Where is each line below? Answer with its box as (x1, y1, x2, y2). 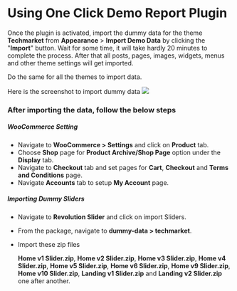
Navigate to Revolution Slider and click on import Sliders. (17, 212, 186, 221)
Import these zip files (17, 240, 80, 248)
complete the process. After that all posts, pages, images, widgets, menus (7, 51, 225, 60)
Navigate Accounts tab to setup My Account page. (17, 178, 169, 186)
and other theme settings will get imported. (7, 58, 134, 67)
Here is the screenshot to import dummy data (7, 87, 141, 95)
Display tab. (17, 155, 54, 164)
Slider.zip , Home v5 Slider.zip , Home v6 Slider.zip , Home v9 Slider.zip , (17, 261, 231, 270)
